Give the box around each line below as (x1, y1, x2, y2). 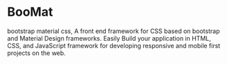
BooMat (7, 4, 53, 20)
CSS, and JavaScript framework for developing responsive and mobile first (7, 41, 221, 50)
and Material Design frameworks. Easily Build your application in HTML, (7, 34, 211, 42)
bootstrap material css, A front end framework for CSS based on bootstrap (7, 27, 220, 35)
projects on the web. (7, 49, 66, 57)
